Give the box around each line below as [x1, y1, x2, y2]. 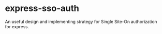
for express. [5, 23, 29, 29]
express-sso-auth [5, 3, 79, 14]
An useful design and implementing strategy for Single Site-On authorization [5, 19, 157, 24]
